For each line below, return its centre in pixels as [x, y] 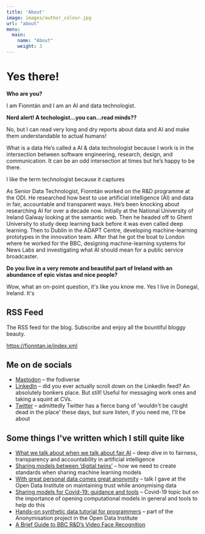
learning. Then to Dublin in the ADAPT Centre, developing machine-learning [102, 230]
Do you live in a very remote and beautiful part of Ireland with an [89, 268]
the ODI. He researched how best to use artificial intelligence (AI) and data [100, 198]
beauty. [16, 334]
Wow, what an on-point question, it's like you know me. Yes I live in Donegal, [103, 287]
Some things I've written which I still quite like [95, 438]
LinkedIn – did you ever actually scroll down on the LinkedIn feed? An [102, 386]
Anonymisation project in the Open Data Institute [76, 518]
